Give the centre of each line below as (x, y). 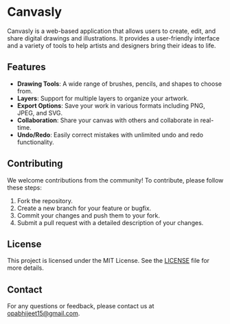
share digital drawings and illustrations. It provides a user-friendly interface (113, 38)
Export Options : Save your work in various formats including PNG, (111, 105)
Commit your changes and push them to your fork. (88, 215)
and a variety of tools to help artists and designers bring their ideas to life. (112, 45)
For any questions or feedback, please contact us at (81, 306)
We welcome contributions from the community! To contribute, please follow (115, 180)
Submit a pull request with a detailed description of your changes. (110, 222)
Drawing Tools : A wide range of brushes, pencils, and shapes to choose (119, 84)
